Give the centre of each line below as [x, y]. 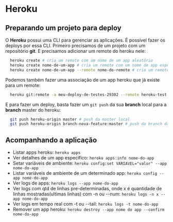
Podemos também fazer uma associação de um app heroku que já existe [83, 79]
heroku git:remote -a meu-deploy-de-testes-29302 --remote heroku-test [89, 95]
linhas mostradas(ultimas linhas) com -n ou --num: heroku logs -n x [85, 194]
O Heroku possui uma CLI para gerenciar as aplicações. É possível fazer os [85, 40]
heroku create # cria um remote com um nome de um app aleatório [82, 60]
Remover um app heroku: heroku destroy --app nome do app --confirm [89, 209]
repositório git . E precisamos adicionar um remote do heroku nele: [75, 51]
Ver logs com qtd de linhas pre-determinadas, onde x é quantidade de [87, 189]
